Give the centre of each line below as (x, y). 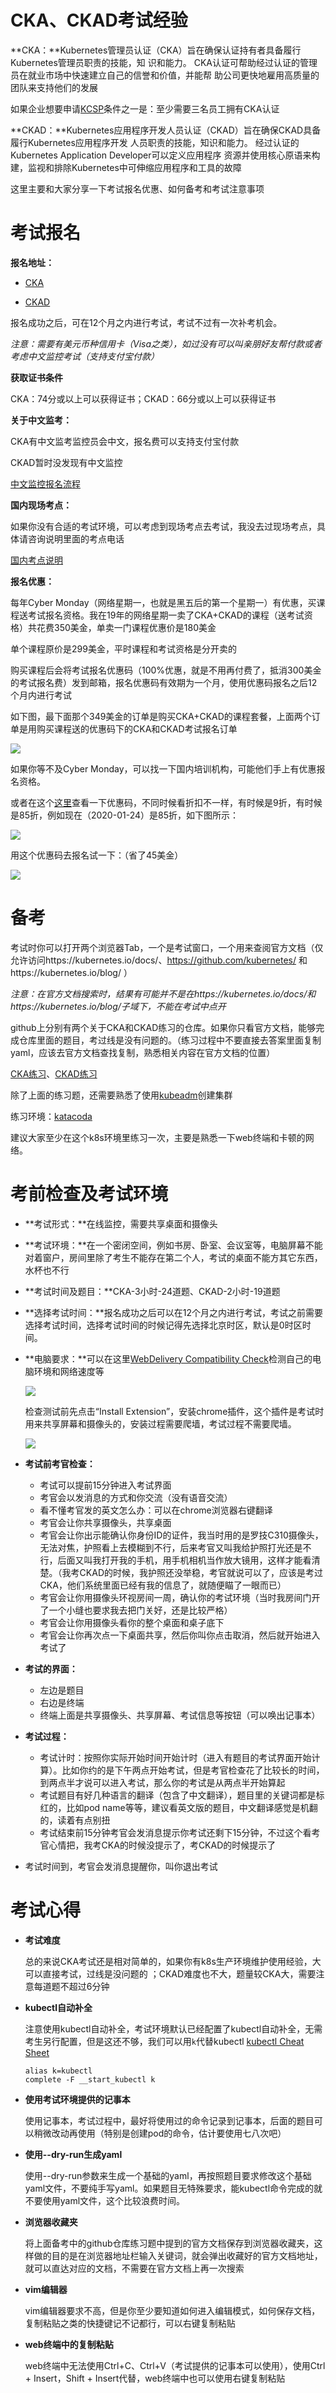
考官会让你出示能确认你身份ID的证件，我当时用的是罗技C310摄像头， (181, 1535)
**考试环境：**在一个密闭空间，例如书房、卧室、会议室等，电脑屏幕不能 (173, 1245)
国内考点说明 (36, 560)
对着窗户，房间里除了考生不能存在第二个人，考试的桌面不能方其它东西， (173, 1257)
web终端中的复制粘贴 (69, 2344)
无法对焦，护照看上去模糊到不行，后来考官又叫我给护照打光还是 (171, 1547)
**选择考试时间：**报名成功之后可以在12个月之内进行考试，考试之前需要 (174, 1312)
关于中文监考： (41, 420)
